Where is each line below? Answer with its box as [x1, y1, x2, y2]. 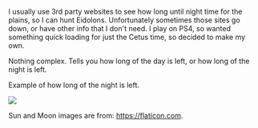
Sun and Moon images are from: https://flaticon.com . [8, 111, 183, 120]
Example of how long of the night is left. [8, 80, 140, 90]
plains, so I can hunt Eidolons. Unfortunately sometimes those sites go [8, 15, 240, 25]
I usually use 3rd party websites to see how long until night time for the [8, 7, 243, 16]
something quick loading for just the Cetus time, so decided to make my [8, 32, 246, 42]
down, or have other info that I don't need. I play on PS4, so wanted [8, 24, 231, 33]
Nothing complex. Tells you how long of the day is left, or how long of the [8, 56, 250, 66]
